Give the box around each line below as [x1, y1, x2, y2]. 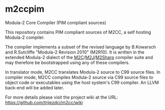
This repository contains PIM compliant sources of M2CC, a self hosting [5, 29, 151, 35]
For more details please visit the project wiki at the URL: [5, 94, 118, 100]
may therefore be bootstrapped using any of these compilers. [5, 59, 130, 65]
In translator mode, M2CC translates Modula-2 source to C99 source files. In [5, 69, 161, 75]
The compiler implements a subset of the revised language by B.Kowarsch [5, 44, 156, 50]
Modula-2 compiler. [5, 34, 45, 40]
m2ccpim [5, 3, 44, 15]
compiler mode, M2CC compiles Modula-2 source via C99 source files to [5, 74, 154, 80]
